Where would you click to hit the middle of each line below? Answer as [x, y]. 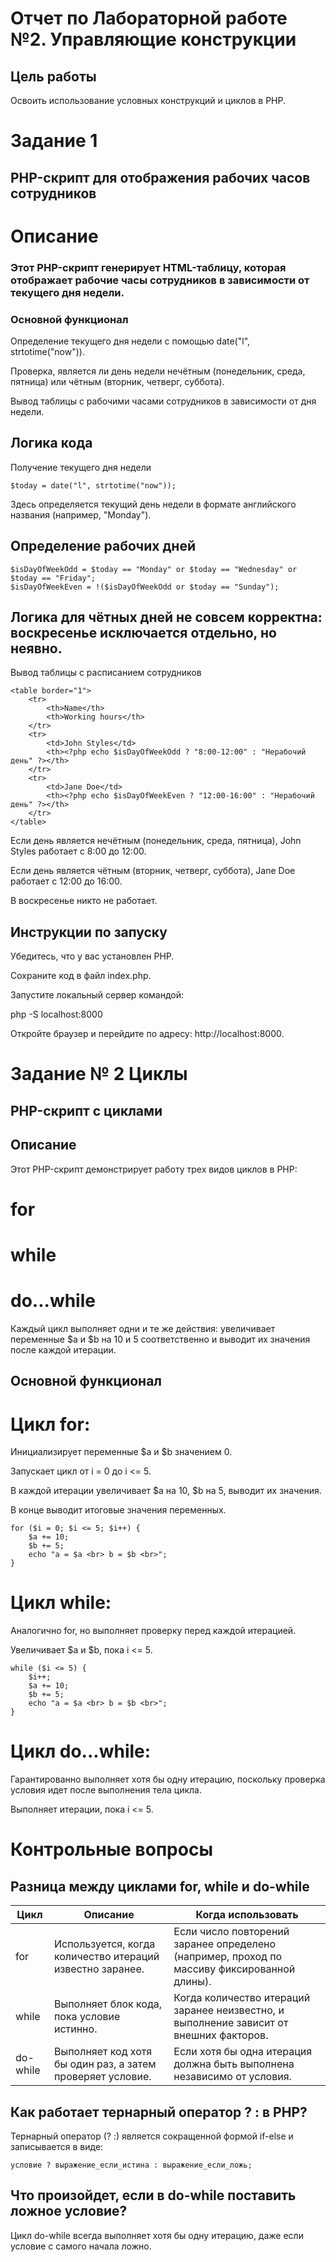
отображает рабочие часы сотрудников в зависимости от [160, 280]
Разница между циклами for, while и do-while [160, 1886]
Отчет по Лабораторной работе [149, 18]
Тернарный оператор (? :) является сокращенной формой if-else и [152, 2136]
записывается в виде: [57, 2146]
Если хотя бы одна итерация [243, 2052]
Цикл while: [61, 1603]
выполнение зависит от [231, 2023]
